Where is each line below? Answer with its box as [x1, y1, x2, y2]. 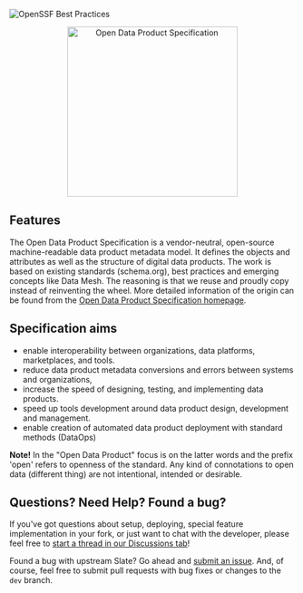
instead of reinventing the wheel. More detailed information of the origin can [9, 285, 295, 296]
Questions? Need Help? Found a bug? [9, 495, 227, 510]
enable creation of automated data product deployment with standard [22, 422, 283, 433]
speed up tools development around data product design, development [22, 403, 288, 413]
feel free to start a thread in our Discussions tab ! [9, 538, 191, 549]
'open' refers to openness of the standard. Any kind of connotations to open [9, 459, 295, 470]
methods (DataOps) [22, 432, 97, 442]
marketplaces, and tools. [22, 355, 115, 365]
